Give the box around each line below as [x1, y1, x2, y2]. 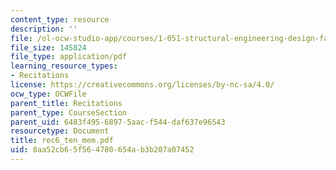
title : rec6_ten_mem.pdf [10, 136, 114, 146]
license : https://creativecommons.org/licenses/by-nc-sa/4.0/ [10, 80, 275, 90]
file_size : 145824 [10, 42, 87, 53]
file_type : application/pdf [10, 52, 128, 62]
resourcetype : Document [10, 126, 110, 136]
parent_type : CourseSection [10, 107, 128, 118]
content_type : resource [10, 14, 110, 25]
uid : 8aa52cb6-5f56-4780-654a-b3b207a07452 [10, 145, 195, 155]
